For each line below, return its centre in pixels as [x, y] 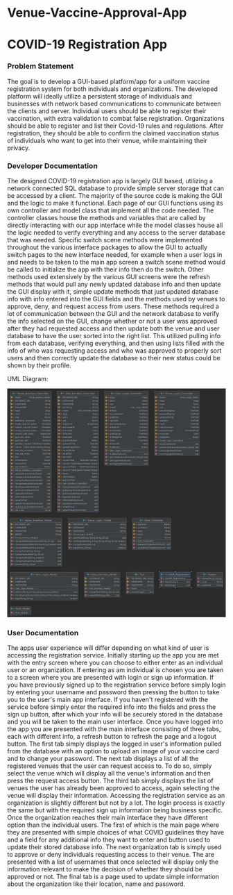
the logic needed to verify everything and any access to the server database [116, 232]
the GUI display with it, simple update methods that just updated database [113, 291]
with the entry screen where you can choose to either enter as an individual [115, 662]
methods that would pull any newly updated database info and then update [114, 284]
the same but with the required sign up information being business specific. [115, 810]
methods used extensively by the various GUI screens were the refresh [109, 276]
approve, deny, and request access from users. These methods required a [113, 306]
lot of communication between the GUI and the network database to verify [113, 313]
